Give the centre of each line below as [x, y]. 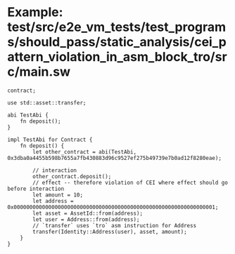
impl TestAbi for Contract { [50, 140]
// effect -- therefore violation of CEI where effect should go [131, 182]
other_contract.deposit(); [72, 176]
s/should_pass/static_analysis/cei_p [117, 42]
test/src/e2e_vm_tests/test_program [117, 27]
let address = [53, 201]
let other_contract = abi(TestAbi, [85, 152]
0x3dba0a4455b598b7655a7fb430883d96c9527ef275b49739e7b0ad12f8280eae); [114, 158]
